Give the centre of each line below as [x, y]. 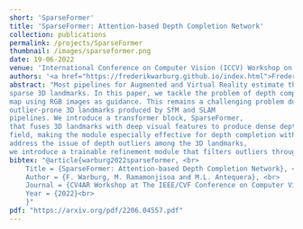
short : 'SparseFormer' [52, 18]
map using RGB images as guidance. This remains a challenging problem [147, 101]
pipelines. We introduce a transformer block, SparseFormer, [127, 118]
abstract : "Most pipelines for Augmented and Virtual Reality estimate [147, 85]
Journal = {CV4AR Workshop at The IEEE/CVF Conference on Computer [155, 186]
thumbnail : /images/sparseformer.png [80, 51]
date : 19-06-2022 [42, 60]
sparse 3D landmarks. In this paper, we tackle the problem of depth [143, 93]
